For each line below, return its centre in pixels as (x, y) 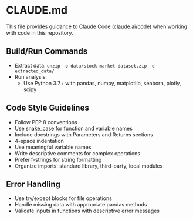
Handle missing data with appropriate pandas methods (81, 205)
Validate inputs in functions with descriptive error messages (87, 211)
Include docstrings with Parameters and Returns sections (84, 134)
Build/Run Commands (47, 51)
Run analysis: (31, 76)
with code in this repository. (40, 32)
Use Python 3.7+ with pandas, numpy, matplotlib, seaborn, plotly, (102, 83)
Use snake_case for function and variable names (74, 128)
